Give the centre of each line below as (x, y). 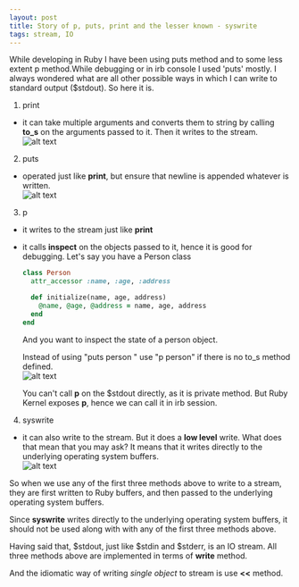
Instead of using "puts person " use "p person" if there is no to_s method (156, 356)
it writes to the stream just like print (87, 230)
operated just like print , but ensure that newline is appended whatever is (155, 176)
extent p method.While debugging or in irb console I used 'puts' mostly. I (143, 69)
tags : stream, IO (42, 34)
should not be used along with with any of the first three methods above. (143, 529)
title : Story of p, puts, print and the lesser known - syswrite (133, 26)
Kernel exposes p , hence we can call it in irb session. (120, 402)
